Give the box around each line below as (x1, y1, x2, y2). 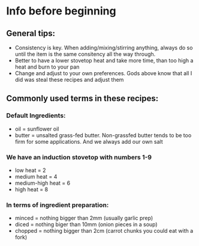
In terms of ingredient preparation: (6, 200, 109, 209)
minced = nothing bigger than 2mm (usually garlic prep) (14, 215, 153, 222)
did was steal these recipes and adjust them (14, 76, 124, 83)
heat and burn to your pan (14, 63, 80, 70)
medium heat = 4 (14, 173, 58, 180)
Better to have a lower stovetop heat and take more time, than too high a (14, 57, 194, 64)
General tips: (6, 28, 56, 38)
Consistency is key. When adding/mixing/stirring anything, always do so (14, 44, 193, 51)
